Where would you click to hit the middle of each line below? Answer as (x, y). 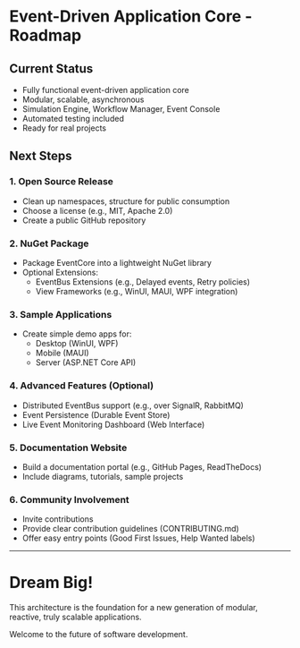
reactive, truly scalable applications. (75, 617)
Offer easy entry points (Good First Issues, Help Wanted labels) (139, 538)
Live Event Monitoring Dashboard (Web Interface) (113, 424)
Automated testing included (73, 119)
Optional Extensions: (60, 272)
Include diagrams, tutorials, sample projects (103, 476)
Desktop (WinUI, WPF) (77, 344)
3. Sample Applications (61, 314)
